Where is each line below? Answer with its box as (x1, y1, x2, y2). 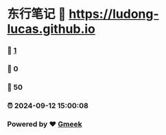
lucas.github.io (7, 21, 96, 37)
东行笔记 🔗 (7, 6, 67, 22)
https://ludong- (68, 6, 159, 22)
